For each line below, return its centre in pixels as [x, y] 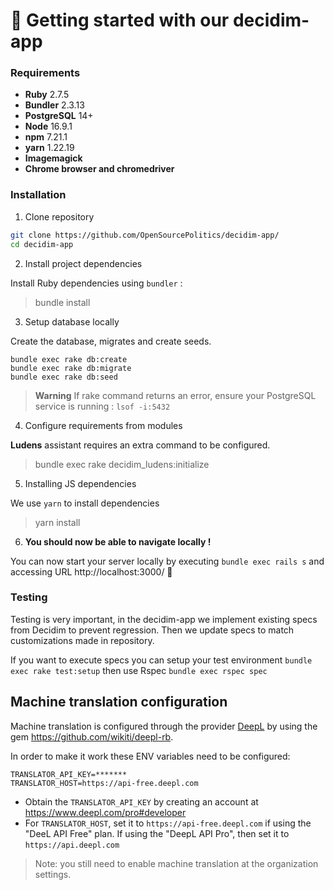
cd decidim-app [42, 244]
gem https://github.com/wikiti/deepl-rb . [92, 736]
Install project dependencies [83, 263]
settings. [53, 874]
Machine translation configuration [119, 702]
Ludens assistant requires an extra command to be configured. [140, 445]
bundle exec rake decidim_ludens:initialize [122, 464]
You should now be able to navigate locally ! [118, 541]
